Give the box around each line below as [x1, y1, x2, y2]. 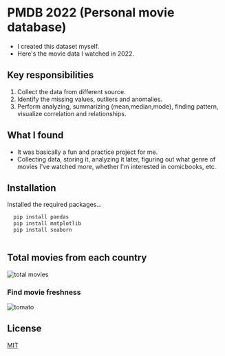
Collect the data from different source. [17, 87, 126, 96]
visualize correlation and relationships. [17, 109, 127, 118]
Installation [7, 182, 56, 194]
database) [7, 19, 67, 35]
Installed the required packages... [7, 201, 102, 209]
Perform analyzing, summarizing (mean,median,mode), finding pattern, [17, 102, 219, 111]
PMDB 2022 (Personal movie [7, 5, 175, 21]
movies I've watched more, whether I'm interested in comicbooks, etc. [17, 162, 217, 170]
